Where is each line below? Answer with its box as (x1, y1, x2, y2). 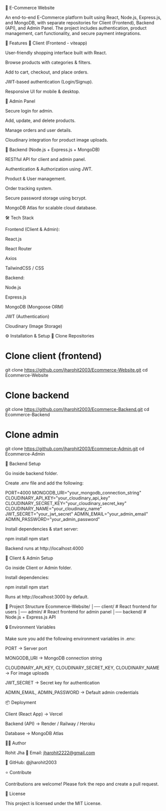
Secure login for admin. (5, 108, 53, 113)
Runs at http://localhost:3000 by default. (5, 593, 89, 599)
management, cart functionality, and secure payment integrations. (5, 30, 141, 36)
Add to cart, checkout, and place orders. (5, 69, 89, 75)
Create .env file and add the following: (5, 480, 84, 486)
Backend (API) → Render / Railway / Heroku (5, 720, 95, 726)
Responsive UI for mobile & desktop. (5, 88, 80, 94)
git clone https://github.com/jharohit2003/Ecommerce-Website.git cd (5, 366, 148, 372)
